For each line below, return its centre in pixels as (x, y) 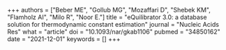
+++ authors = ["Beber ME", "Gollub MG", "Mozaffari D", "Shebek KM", (109, 10)
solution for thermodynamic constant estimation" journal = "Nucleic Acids (113, 24)
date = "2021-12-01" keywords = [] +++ (64, 39)
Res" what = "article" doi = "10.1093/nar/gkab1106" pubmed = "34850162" (114, 32)
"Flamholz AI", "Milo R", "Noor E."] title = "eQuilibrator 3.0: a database (107, 17)
